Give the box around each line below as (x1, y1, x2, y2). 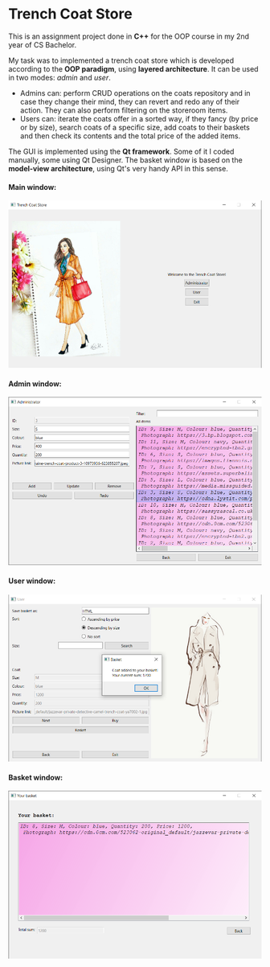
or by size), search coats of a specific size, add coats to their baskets (19, 122, 251, 132)
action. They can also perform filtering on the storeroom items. (19, 105, 228, 115)
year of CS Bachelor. (8, 39, 77, 49)
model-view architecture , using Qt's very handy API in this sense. (8, 163, 229, 173)
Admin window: (8, 379, 62, 389)
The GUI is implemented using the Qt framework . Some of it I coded (8, 146, 235, 156)
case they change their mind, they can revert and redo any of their (19, 97, 240, 106)
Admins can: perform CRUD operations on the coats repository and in (19, 88, 251, 97)
